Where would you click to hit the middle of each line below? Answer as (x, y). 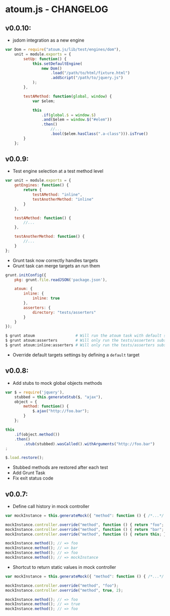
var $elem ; (44, 101)
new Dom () (52, 68)
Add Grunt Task (29, 473)
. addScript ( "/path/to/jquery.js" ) (87, 78)
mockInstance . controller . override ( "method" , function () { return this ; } (86, 534)
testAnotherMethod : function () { (50, 237)
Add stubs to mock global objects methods (57, 383)
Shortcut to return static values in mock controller (64, 567)
